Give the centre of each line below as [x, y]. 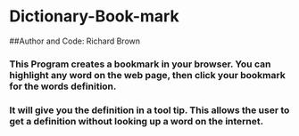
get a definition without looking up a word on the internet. [137, 121]
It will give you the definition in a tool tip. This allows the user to [149, 110]
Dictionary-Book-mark [95, 16]
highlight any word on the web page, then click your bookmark [147, 75]
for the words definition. [63, 86]
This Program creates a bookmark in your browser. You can [140, 64]
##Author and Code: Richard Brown [75, 41]
